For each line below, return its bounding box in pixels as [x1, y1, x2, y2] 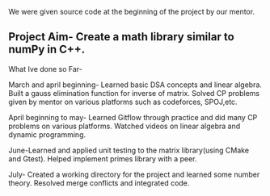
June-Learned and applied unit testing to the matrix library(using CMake [8, 145, 249, 155]
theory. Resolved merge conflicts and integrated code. [8, 177, 190, 188]
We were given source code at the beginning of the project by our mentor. [8, 7, 255, 16]
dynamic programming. [8, 129, 86, 140]
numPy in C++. [8, 43, 86, 56]
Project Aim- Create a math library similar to [8, 30, 234, 44]
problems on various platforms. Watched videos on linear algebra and [8, 121, 241, 131]
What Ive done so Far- [8, 64, 82, 73]
